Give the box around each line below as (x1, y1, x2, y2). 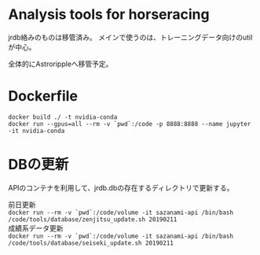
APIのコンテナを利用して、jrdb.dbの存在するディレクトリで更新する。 (8, 183, 234, 192)
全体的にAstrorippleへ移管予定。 (8, 59, 113, 68)
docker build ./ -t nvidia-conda (8, 113, 118, 121)
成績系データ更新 (8, 223, 64, 233)
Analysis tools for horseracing (8, 6, 210, 24)
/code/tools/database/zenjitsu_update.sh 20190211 (8, 215, 178, 224)
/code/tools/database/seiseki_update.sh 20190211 (8, 238, 174, 247)
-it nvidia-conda (8, 127, 65, 135)
